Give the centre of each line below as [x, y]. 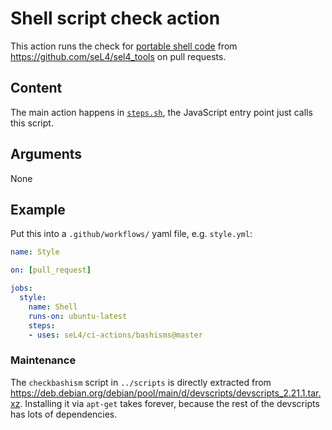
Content [36, 88]
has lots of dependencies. [64, 414]
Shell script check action [115, 18]
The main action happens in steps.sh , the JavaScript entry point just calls [161, 112]
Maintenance [43, 360]
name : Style [35, 252]
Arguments [46, 154]
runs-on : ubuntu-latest [78, 316]
